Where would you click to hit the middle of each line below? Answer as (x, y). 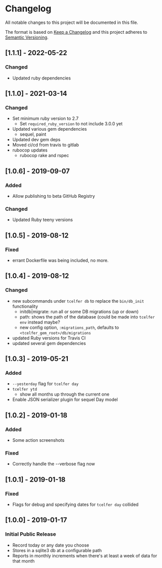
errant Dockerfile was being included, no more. (60, 260)
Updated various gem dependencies (50, 129)
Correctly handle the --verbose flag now (54, 464)
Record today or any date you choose (51, 545)
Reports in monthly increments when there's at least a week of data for (85, 556)
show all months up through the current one (65, 394)
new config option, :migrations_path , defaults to (69, 327)
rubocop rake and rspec (44, 156)
